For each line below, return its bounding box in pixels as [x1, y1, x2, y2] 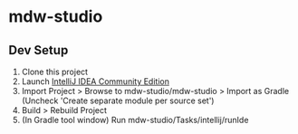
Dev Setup [8, 43, 69, 58]
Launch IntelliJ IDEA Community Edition [21, 76, 169, 87]
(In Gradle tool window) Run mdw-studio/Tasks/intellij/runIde [21, 115, 249, 125]
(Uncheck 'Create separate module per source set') [21, 95, 215, 106]
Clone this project [21, 66, 88, 77]
